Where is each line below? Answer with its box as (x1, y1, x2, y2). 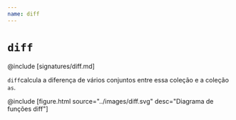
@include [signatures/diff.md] (7, 62, 95, 70)
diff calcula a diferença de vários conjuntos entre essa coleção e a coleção (7, 75, 230, 84)
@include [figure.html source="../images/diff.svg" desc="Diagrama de (7, 97, 214, 105)
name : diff (7, 10, 40, 18)
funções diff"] (7, 104, 48, 113)
